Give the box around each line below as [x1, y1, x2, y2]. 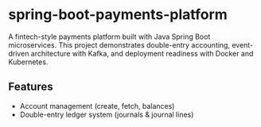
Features [8, 80, 53, 94]
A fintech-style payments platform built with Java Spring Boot [8, 32, 211, 41]
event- [232, 40, 254, 49]
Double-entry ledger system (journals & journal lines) [19, 110, 194, 119]
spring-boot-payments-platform [8, 6, 228, 24]
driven [8, 48, 29, 58]
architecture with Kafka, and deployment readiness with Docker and [30, 48, 254, 58]
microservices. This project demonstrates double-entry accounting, [8, 40, 231, 49]
